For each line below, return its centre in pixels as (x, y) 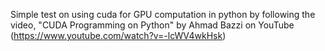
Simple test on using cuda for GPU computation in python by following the (163, 14)
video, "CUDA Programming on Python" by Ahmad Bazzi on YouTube (152, 25)
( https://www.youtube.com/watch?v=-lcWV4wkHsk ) (118, 35)
